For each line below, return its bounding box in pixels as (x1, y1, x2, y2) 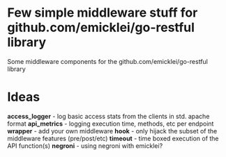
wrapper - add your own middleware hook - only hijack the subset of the (7, 126, 218, 135)
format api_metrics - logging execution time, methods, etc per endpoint (7, 119, 214, 128)
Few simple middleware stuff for (7, 5, 198, 21)
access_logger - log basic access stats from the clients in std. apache (7, 112, 210, 120)
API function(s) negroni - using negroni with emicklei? (7, 141, 163, 150)
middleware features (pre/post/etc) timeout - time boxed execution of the (7, 134, 219, 142)
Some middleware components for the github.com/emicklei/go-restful (7, 57, 208, 65)
